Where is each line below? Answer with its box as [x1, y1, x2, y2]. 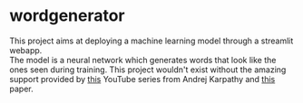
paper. [9, 83, 34, 94]
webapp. [9, 44, 43, 55]
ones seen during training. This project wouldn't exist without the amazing [9, 64, 287, 75]
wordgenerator [9, 5, 125, 26]
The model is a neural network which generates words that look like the [9, 54, 277, 65]
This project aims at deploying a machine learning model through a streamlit [9, 35, 294, 46]
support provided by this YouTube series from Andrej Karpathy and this [9, 73, 276, 84]
